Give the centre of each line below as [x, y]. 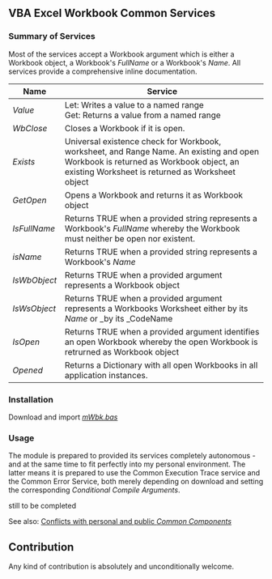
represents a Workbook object [122, 285]
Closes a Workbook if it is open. [125, 128]
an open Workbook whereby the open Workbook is [161, 342]
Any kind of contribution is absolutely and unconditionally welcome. [121, 567]
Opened [28, 370]
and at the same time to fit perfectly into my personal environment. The [127, 464]
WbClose [30, 128]
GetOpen [30, 200]
